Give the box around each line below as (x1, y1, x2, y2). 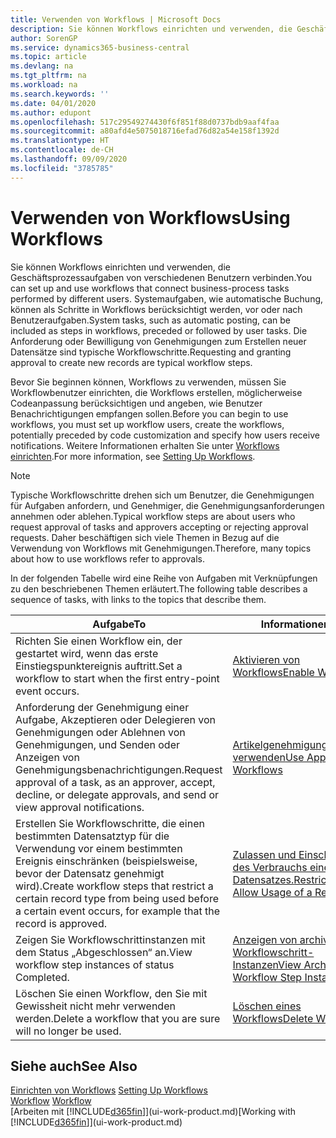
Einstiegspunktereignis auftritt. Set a (15, 659, 183, 673)
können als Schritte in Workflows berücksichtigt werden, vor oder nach (10, 303, 303, 315)
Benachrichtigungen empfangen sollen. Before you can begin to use (10, 407, 289, 420)
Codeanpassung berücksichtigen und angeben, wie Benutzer (10, 397, 263, 409)
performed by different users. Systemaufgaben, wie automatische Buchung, (10, 292, 324, 305)
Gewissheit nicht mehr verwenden (15, 999, 176, 1013)
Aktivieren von (232, 652, 301, 666)
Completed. (15, 970, 70, 984)
